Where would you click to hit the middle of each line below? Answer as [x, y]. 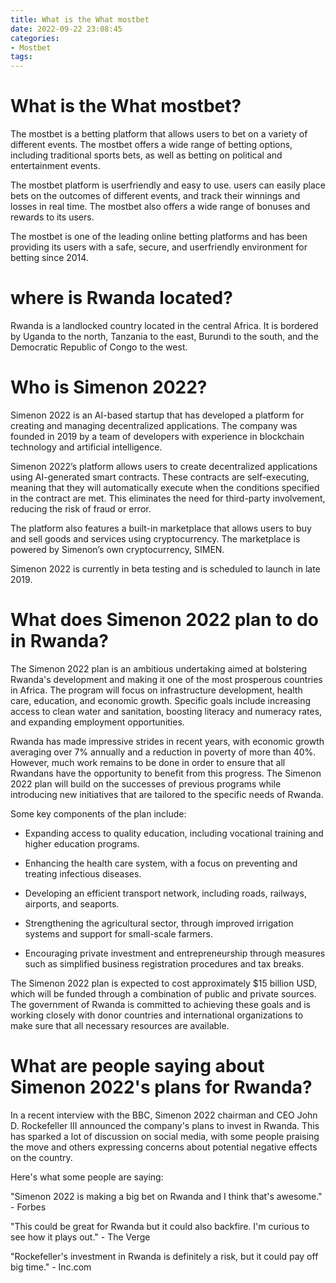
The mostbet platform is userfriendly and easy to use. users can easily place [168, 185]
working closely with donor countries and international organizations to [157, 1015]
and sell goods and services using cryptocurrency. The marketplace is [155, 538]
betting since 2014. [49, 258]
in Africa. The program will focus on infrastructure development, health [156, 690]
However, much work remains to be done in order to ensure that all [148, 762]
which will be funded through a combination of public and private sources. [163, 993]
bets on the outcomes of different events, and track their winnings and [155, 196]
